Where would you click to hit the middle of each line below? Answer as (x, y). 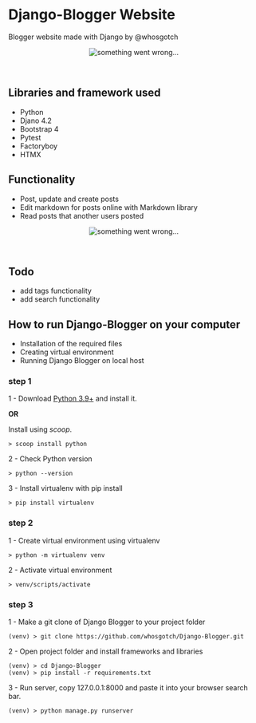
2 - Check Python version (51, 459)
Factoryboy (39, 146)
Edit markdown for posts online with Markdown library (108, 207)
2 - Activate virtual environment (60, 570)
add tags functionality (55, 291)
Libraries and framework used (85, 93)
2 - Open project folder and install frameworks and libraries (106, 651)
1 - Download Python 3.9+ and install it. (73, 399)
